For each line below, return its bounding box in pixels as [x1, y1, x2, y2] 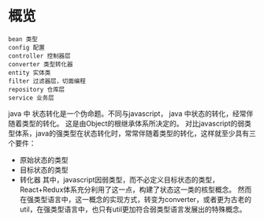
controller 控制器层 [8, 52, 71, 60]
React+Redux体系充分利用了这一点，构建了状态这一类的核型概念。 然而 [19, 185, 252, 194]
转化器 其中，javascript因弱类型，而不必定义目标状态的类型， [19, 174, 219, 184]
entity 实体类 [8, 69, 51, 77]
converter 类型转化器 [8, 60, 73, 68]
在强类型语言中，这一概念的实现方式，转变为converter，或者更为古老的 [19, 194, 252, 204]
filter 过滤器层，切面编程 [8, 77, 87, 85]
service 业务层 [8, 94, 54, 102]
